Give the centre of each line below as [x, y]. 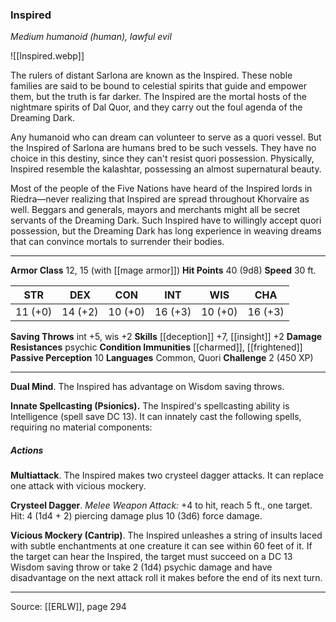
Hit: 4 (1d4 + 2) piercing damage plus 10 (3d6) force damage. [136, 516]
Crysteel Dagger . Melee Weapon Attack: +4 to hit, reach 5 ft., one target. [161, 505]
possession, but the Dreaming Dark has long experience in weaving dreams [166, 231]
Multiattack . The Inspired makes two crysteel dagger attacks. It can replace [167, 475]
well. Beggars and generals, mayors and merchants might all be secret [155, 210]
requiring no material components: [81, 427]
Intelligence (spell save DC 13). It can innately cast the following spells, [156, 417]
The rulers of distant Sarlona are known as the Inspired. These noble [151, 75]
